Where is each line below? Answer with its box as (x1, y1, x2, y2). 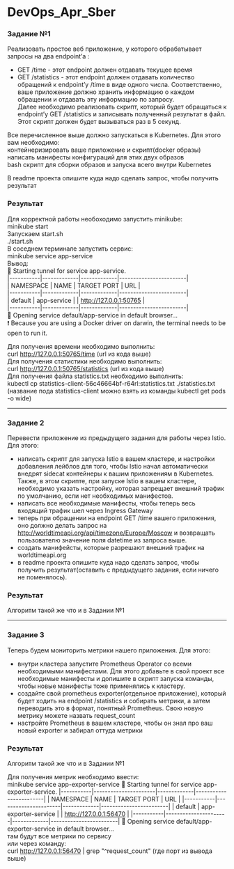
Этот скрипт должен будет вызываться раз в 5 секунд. (17, 118, 181, 126)
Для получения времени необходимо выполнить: (7, 342, 155, 350)
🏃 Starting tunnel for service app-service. (7, 266, 127, 275)
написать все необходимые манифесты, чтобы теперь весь (17, 499, 196, 508)
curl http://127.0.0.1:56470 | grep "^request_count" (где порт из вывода (7, 847, 212, 855)
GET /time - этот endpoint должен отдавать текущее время (17, 65, 193, 74)
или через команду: (7, 839, 67, 847)
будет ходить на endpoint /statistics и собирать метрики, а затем (17, 696, 210, 705)
